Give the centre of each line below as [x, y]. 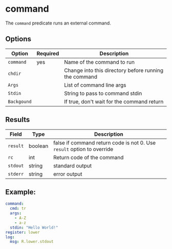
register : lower [23, 232]
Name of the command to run [99, 62]
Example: [20, 192]
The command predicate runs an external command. [58, 23]
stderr [16, 174]
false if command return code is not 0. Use [104, 142]
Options [18, 39]
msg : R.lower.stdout [32, 242]
